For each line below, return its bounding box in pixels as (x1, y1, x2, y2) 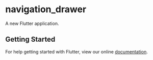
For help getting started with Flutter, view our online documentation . (5, 48, 148, 54)
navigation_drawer (5, 4, 87, 15)
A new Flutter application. (5, 20, 59, 26)
